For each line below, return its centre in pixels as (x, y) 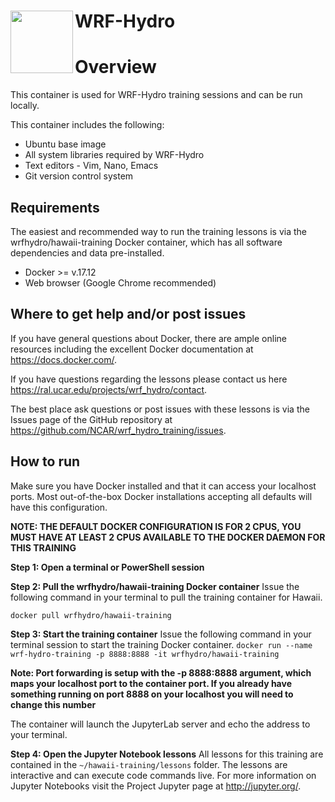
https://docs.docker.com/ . (64, 359)
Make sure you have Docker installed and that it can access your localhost (163, 486)
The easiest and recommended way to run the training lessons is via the (158, 231)
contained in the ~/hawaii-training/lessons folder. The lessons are (149, 764)
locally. (25, 106)
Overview (115, 67)
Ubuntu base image (65, 144)
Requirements (55, 207)
